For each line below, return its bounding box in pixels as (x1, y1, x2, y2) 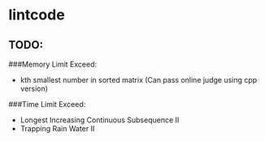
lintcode (8, 6, 65, 24)
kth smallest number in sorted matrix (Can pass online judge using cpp (20, 75, 258, 84)
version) (20, 83, 49, 93)
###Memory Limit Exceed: (8, 59, 98, 69)
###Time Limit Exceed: (8, 100, 86, 109)
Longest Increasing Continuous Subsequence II (20, 115, 180, 125)
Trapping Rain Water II (20, 124, 95, 133)
